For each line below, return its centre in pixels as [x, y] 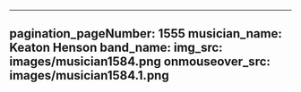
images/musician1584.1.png [89, 75]
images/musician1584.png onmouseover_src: [140, 62]
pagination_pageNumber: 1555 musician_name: [146, 33]
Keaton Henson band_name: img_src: [116, 48]
